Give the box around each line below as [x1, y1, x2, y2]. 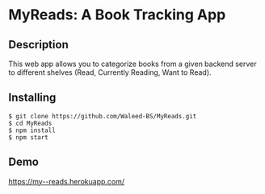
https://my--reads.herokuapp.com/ [8, 176, 125, 186]
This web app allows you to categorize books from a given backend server [8, 59, 257, 68]
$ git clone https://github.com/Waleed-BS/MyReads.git [8, 112, 197, 120]
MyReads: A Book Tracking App [8, 6, 226, 24]
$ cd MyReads [8, 119, 53, 127]
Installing [8, 91, 57, 105]
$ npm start [8, 133, 48, 142]
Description [8, 38, 69, 52]
